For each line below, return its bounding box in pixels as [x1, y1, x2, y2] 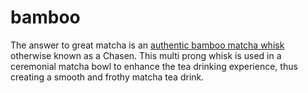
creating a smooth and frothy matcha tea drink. [10, 71, 205, 83]
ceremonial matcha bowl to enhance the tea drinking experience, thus [10, 60, 298, 72]
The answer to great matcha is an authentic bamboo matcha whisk [10, 39, 285, 51]
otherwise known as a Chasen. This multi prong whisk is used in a [10, 49, 282, 61]
